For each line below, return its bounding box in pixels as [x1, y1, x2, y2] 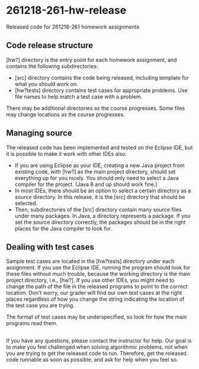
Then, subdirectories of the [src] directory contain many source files [14, 206, 182, 213]
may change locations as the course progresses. [6, 111, 126, 118]
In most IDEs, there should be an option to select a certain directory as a [14, 187, 191, 194]
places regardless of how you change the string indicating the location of [6, 295, 185, 303]
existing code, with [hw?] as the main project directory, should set [14, 168, 176, 175]
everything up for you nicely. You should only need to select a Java [14, 174, 179, 181]
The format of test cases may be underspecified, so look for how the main [6, 313, 187, 321]
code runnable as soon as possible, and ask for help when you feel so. [6, 356, 178, 363]
